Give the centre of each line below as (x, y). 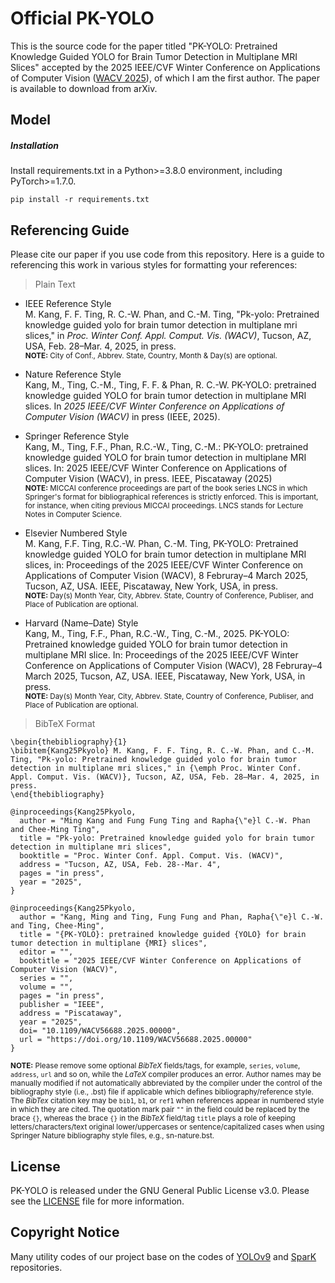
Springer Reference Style (77, 436)
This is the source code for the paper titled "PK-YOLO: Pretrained (144, 46)
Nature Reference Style (73, 374)
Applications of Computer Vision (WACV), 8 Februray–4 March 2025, (166, 576)
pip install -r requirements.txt (80, 200)
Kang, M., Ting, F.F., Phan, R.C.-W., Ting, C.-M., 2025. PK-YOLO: (157, 634)
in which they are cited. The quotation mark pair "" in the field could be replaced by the (160, 1110)
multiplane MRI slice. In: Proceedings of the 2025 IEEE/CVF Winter (161, 655)
